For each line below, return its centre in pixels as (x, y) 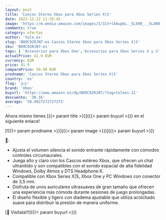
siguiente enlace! (22, 121)
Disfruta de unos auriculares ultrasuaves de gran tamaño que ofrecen (83, 187)
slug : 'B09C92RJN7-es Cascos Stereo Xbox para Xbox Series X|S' (73, 42)
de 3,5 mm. (24, 182)
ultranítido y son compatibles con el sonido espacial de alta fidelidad (82, 166)
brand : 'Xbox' (20, 88)
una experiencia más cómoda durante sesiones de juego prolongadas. (84, 192)
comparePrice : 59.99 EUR (31, 70)
